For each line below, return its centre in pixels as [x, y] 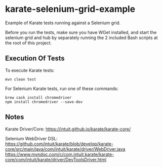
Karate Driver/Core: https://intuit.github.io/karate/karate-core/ [68, 129]
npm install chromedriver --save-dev [44, 102]
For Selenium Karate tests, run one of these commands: [62, 88]
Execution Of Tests [35, 59]
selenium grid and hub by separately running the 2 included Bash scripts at [81, 38]
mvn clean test [21, 79]
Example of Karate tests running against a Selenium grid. [63, 23]
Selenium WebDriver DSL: [31, 138]
